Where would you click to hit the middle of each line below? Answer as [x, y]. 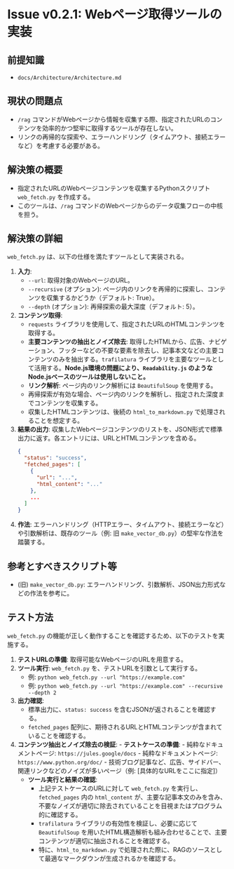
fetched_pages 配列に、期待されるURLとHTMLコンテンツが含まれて [125, 727]
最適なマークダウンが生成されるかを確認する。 [112, 858]
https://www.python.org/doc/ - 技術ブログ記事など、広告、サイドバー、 [121, 762]
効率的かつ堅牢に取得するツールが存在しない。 [109, 128]
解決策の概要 [35, 170]
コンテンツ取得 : [40, 316]
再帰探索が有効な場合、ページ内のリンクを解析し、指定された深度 [123, 394]
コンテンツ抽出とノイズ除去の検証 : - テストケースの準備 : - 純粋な [111, 744]
